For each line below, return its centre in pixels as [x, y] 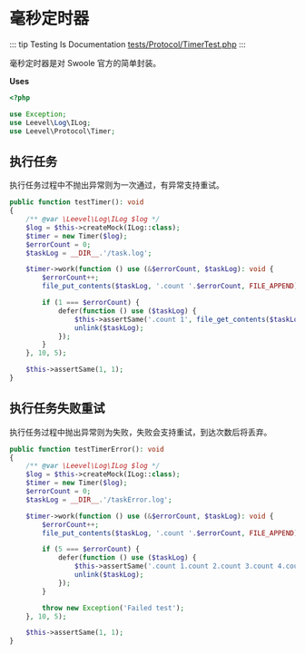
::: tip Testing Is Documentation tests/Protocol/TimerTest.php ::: [128, 44]
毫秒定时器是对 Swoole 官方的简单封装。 [85, 63]
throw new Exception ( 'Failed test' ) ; [113, 608]
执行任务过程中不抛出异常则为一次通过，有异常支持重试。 [117, 185]
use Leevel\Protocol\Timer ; [63, 131]
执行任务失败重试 [57, 409]
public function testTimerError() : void [87, 449]
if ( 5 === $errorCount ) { [91, 550]
